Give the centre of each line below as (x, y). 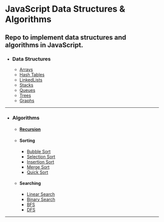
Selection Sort (41, 157)
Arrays (26, 69)
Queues (27, 90)
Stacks (26, 85)
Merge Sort (38, 167)
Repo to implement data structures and (66, 37)
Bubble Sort (39, 151)
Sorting (27, 141)
